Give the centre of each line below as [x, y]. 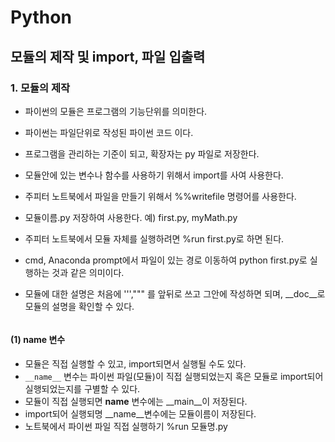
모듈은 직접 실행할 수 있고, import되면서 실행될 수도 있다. [135, 364]
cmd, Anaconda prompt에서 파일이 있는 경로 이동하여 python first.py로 [166, 260]
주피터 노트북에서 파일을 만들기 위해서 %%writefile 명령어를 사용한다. [160, 196]
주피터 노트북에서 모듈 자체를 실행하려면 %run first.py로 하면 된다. [154, 238]
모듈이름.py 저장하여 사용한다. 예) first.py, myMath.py [131, 217]
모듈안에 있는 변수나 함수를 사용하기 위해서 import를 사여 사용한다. [154, 175]
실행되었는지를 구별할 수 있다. [82, 389]
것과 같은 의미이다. [88, 272]
